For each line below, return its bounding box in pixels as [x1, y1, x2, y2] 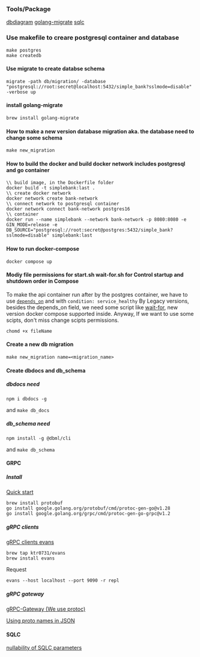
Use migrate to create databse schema [6, 65, 105, 72]
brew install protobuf [6, 500, 63, 507]
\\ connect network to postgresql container [6, 201, 120, 207]
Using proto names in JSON [6, 617, 75, 625]
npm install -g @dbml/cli [6, 435, 71, 441]
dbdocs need [6, 381, 40, 388]
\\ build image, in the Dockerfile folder [6, 180, 114, 186]
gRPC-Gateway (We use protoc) [6, 605, 86, 612]
